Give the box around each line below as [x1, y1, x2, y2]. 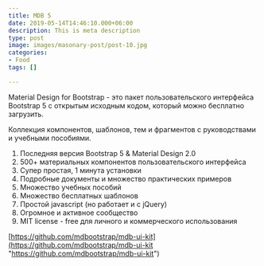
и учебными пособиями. [8, 133, 91, 143]
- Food [8, 57, 30, 65]
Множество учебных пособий [19, 182, 122, 192]
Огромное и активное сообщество [19, 208, 138, 217]
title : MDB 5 [8, 11, 52, 20]
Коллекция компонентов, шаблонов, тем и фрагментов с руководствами [8, 124, 256, 134]
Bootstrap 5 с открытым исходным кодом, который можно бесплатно [8, 100, 245, 110]
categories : [8, 49, 48, 57]
